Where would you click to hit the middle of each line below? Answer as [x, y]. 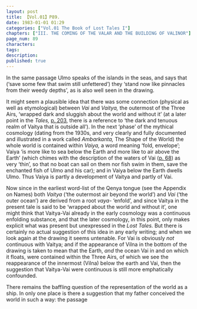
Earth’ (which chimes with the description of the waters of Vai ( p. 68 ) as [93, 158]
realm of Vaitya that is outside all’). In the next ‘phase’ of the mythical [90, 127]
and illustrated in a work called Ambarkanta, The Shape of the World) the [95, 139]
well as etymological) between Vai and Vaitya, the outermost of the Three [96, 108]
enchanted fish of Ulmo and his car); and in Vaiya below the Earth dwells [94, 170]
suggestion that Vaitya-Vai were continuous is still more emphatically [90, 269]
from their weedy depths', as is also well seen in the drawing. [80, 90]
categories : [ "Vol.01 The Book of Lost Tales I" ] [68, 28]
